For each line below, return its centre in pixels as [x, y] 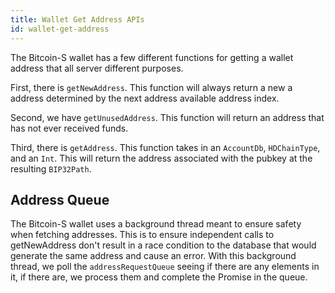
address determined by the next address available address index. [145, 98]
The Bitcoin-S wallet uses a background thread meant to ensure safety [156, 224]
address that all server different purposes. [97, 68]
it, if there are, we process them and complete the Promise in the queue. [159, 277]
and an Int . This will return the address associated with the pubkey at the [161, 158]
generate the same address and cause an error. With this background [153, 256]
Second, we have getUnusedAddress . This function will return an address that [167, 117]
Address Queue [60, 199]
